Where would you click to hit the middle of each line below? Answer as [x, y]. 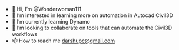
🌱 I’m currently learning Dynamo [51, 21]
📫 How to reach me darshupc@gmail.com [63, 41]
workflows [24, 34]
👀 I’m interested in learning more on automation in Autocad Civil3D [92, 15]
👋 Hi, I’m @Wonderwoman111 [46, 9]
